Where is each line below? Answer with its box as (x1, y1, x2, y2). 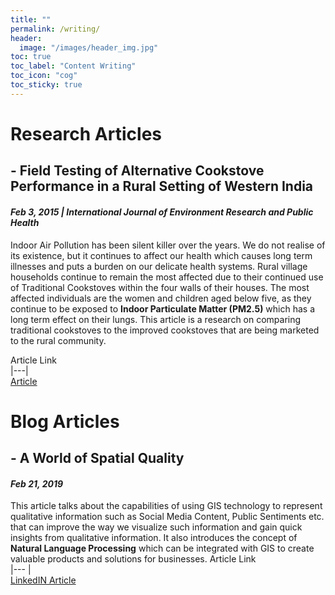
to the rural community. (10, 334, 107, 346)
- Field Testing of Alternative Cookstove (10, 162, 265, 180)
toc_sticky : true (10, 80, 83, 90)
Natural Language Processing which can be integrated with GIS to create (10, 542, 315, 555)
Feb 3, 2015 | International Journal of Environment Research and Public (10, 206, 314, 218)
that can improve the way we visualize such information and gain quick (10, 521, 303, 533)
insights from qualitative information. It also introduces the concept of (10, 532, 298, 544)
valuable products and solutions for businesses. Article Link (10, 553, 257, 565)
